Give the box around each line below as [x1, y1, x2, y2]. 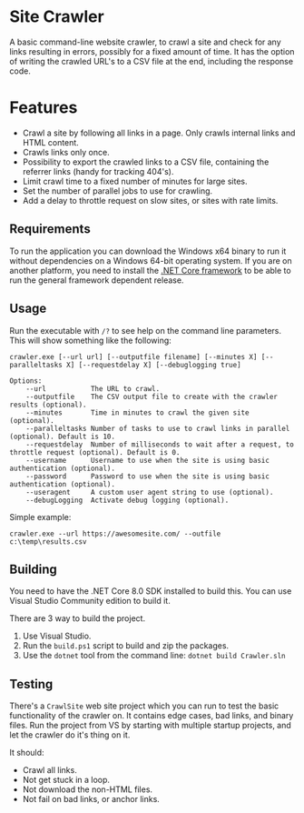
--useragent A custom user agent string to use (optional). [25, 487, 274, 497]
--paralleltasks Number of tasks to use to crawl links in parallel [25, 424, 290, 433]
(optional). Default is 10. [9, 432, 116, 441]
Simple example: [9, 511, 72, 522]
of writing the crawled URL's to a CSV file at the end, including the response [9, 55, 293, 66]
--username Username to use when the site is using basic [25, 456, 270, 465]
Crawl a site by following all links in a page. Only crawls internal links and [22, 127, 296, 138]
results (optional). [9, 400, 88, 409]
